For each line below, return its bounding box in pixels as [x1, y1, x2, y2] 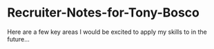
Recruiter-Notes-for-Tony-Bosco [7, 5, 200, 21]
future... [7, 35, 30, 43]
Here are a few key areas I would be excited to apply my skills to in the [7, 28, 207, 36]
